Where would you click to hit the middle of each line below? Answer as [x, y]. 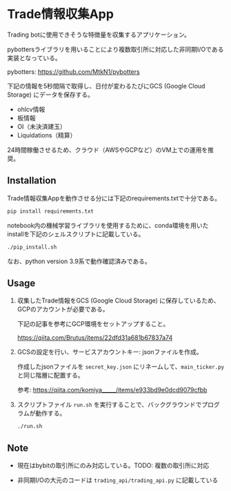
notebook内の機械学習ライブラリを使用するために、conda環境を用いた [108, 225]
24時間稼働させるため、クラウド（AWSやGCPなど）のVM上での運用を [108, 150]
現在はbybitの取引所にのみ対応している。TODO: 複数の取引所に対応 [113, 465]
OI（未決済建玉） [42, 126]
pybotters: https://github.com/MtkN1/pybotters [73, 71]
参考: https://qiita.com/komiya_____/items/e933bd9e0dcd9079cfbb [112, 390]
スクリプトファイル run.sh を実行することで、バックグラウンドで [109, 405]
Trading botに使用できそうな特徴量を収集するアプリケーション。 [99, 35]
